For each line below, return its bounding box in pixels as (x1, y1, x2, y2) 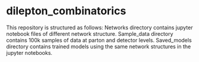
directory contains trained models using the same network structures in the (6, 43, 191, 50)
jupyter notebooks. (6, 49, 52, 56)
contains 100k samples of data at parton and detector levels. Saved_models (6, 36, 192, 44)
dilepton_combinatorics (6, 4, 126, 18)
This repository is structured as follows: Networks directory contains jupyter (6, 24, 193, 31)
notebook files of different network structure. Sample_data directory (6, 30, 174, 37)
